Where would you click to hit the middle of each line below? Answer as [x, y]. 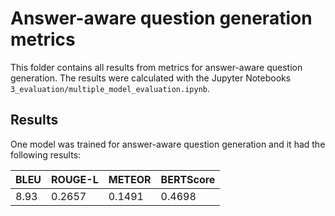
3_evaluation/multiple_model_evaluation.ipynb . [110, 88]
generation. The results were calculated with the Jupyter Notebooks [151, 78]
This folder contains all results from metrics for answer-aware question [156, 67]
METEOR [130, 179]
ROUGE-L [75, 179]
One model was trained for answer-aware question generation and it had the [168, 144]
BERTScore [188, 179]
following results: [46, 154]
